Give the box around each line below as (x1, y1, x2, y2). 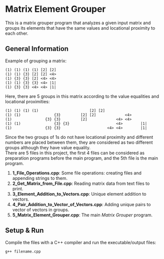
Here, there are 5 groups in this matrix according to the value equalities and (5, 93, 160, 99)
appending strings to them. (12, 175, 68, 181)
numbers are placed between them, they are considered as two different (5, 139, 153, 145)
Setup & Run (5, 226, 44, 235)
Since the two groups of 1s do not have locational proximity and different (5, 134, 154, 140)
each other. (5, 30, 29, 36)
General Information (5, 44, 69, 53)
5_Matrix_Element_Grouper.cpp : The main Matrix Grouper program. (12, 212, 153, 218)
